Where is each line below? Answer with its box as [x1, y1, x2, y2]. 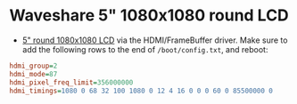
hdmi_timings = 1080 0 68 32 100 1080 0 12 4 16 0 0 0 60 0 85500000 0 [9, 86, 274, 95]
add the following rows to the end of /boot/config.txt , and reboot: [21, 44, 268, 54]
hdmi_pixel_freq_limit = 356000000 [9, 77, 134, 87]
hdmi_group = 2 [9, 61, 58, 70]
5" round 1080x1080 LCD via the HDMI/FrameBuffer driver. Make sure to [21, 35, 288, 45]
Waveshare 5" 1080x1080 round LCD [9, 5, 290, 26]
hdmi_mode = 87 [9, 69, 58, 78]
